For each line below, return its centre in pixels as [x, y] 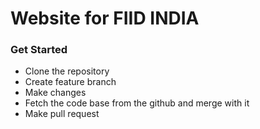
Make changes [55, 93]
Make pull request [62, 114]
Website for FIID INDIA [105, 18]
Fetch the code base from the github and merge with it [137, 103]
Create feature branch [70, 82]
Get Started [39, 50]
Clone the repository [67, 71]
